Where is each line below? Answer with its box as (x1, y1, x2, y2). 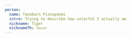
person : (5, 7, 21, 12)
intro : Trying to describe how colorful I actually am (9, 16, 126, 21)
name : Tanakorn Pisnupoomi (9, 12, 66, 17)
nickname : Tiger (9, 21, 43, 26)
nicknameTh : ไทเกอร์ (9, 26, 47, 31)
